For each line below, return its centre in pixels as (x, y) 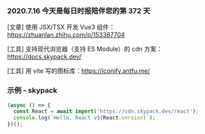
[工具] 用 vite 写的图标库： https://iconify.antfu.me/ (79, 71)
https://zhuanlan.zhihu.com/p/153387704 (66, 35)
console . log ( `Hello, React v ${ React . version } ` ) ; (85, 118)
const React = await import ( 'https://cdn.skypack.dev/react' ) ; (106, 111)
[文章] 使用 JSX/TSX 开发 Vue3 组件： (61, 27)
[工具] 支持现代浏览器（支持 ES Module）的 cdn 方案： (85, 49)
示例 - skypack (32, 91)
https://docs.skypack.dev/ (44, 57)
